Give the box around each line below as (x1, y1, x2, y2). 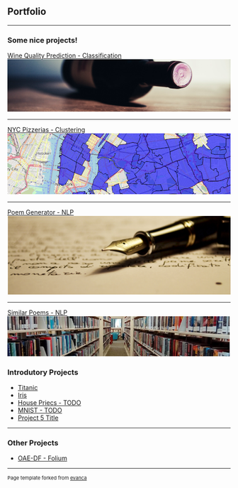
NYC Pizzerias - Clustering (7, 125, 86, 134)
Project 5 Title (17, 413, 59, 422)
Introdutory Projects (7, 367, 79, 377)
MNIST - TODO (17, 406, 62, 414)
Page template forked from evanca (7, 475, 87, 482)
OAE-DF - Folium (17, 454, 67, 462)
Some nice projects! (7, 35, 78, 45)
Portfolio (7, 6, 47, 18)
